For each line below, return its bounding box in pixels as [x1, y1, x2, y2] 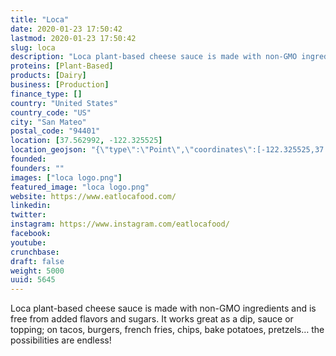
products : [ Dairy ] [10, 71, 87, 81]
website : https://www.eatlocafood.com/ [10, 191, 177, 201]
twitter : [10, 210, 47, 220]
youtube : [10, 237, 47, 248]
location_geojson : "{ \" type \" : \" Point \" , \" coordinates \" [10, 145, 253, 155]
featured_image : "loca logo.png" [10, 182, 150, 192]
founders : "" [10, 163, 65, 173]
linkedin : [10, 201, 52, 211]
